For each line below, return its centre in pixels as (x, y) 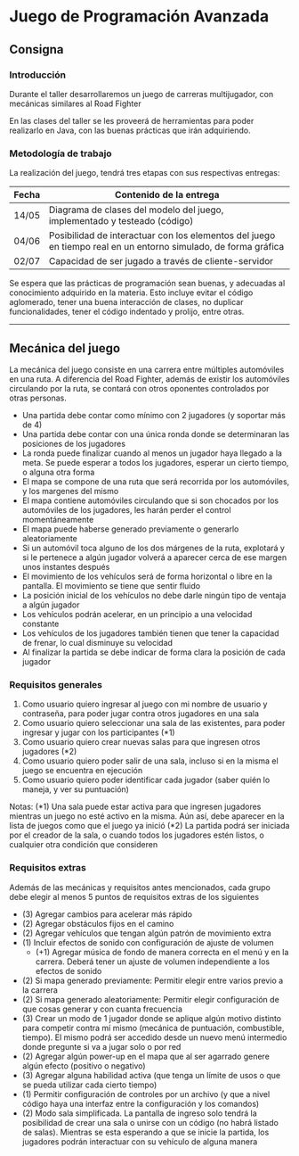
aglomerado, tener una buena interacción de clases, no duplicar (126, 302)
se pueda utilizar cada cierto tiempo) (89, 1085)
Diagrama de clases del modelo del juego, (136, 210)
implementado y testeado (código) (121, 221)
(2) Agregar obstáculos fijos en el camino (98, 923)
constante (40, 623)
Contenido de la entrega (167, 195)
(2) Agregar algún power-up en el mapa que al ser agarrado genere (145, 1056)
